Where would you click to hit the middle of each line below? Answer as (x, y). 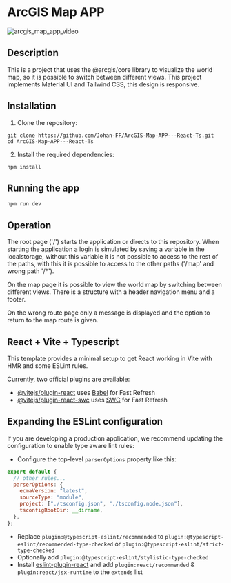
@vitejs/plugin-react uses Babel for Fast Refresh (86, 392)
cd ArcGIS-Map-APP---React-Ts (51, 141)
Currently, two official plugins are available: (69, 379)
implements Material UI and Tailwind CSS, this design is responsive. (103, 84)
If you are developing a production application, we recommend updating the (115, 438)
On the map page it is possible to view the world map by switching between (115, 285)
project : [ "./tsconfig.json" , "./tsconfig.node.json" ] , (102, 504)
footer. (17, 299)
